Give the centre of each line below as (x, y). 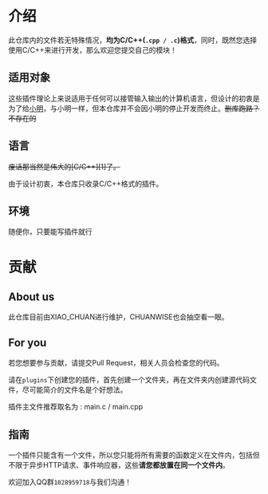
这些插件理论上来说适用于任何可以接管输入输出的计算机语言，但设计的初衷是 (134, 98)
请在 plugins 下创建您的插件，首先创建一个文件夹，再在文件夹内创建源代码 (129, 380)
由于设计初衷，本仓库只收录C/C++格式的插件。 (86, 184)
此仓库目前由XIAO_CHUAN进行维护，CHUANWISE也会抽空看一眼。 (118, 317)
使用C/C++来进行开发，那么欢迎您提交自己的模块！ (93, 49)
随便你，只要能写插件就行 (50, 231)
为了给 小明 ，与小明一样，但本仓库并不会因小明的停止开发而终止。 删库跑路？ (134, 108)
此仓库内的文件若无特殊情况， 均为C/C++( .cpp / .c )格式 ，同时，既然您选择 (133, 40)
